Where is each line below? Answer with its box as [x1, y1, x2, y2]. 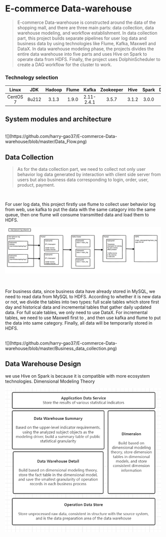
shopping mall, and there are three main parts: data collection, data [17, 24, 154, 30]
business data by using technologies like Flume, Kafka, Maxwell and [17, 40, 156, 46]
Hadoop [45, 86, 62, 92]
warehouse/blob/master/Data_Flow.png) [5, 138, 87, 144]
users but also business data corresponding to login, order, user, [17, 177, 149, 183]
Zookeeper [100, 86, 124, 92]
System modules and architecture [5, 115, 112, 123]
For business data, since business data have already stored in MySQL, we [5, 288, 156, 294]
